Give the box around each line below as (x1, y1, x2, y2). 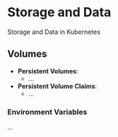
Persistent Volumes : (17, 66, 79, 75)
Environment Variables (7, 107, 88, 117)
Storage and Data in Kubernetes (7, 28, 101, 36)
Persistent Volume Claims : (17, 82, 98, 90)
